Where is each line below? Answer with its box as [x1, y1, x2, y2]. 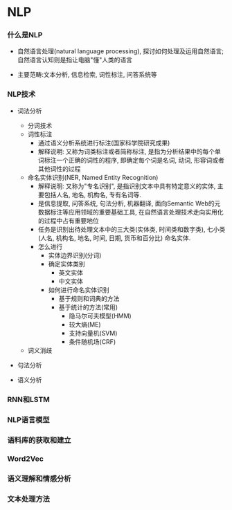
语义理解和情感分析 [7, 474, 71, 484]
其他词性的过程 [37, 164, 81, 173]
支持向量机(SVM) [69, 329, 118, 337]
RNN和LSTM [7, 394, 51, 404]
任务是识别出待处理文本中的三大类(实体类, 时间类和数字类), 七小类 [37, 225, 226, 233]
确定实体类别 [48, 259, 85, 268]
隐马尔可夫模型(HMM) [69, 311, 132, 320]
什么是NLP [7, 30, 43, 40]
